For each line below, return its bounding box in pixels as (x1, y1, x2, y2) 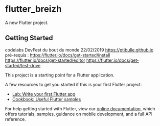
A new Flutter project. (5, 20, 49, 25)
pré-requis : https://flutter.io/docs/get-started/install (5, 52, 110, 58)
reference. (5, 116, 26, 122)
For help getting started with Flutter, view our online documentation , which (5, 105, 156, 111)
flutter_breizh (5, 3, 62, 15)
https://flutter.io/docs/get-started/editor (5, 57, 86, 63)
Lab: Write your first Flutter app (12, 91, 76, 97)
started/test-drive (5, 62, 41, 68)
